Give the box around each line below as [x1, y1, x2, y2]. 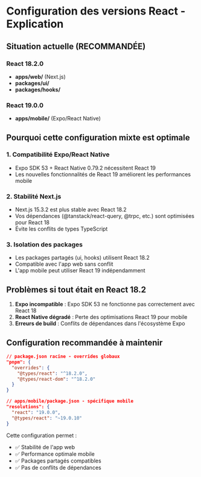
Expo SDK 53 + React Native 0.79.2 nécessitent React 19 [14, 164, 156, 171]
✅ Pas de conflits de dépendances [14, 464, 101, 471]
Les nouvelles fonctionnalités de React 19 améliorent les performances [14, 171, 191, 178]
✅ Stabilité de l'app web [14, 443, 75, 450]
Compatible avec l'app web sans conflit [14, 260, 113, 268]
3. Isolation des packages [6, 240, 83, 249]
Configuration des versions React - [6, 4, 186, 18]
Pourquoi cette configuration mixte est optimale [6, 132, 190, 143]
